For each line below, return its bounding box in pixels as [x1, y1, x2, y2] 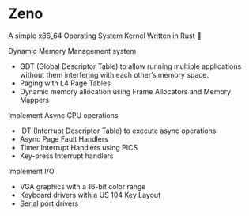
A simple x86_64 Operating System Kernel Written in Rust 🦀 [8, 31, 202, 40]
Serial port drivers [19, 199, 79, 208]
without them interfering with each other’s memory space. [19, 70, 209, 79]
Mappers [19, 95, 50, 104]
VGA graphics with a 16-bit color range [19, 181, 146, 191]
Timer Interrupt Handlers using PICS [19, 142, 138, 152]
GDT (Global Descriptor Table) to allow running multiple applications [19, 61, 242, 71]
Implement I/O [8, 166, 55, 176]
